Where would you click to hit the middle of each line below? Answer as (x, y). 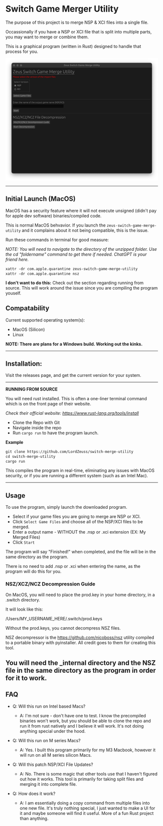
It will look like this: (24, 609)
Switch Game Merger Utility (62, 9)
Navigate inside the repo (37, 428)
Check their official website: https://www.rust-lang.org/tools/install (72, 413)
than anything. (34, 818)
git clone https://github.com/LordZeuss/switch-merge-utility (69, 452)
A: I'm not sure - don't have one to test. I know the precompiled (83, 715)
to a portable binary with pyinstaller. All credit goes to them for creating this (81, 642)
